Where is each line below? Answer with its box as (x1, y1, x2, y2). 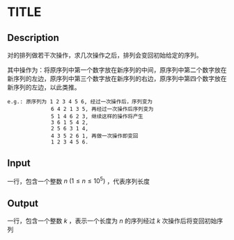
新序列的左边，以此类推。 (7, 83, 81, 91)
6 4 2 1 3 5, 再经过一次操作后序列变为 (51, 105, 154, 112)
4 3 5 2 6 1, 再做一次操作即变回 (51, 132, 139, 139)
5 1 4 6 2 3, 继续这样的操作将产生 (51, 113, 144, 120)
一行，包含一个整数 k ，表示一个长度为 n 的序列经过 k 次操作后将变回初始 (7, 216, 217, 225)
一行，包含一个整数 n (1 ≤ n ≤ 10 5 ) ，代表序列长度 (7, 175, 150, 185)
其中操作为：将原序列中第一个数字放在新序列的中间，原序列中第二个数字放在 (7, 66, 227, 74)
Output (7, 197, 38, 209)
